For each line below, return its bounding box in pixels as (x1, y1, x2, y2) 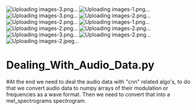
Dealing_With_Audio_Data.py (6, 59, 155, 72)
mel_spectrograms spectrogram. (6, 97, 87, 104)
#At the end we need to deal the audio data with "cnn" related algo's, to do (6, 78, 191, 85)
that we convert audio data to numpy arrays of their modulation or (6, 84, 169, 91)
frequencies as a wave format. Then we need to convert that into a (6, 90, 170, 98)
